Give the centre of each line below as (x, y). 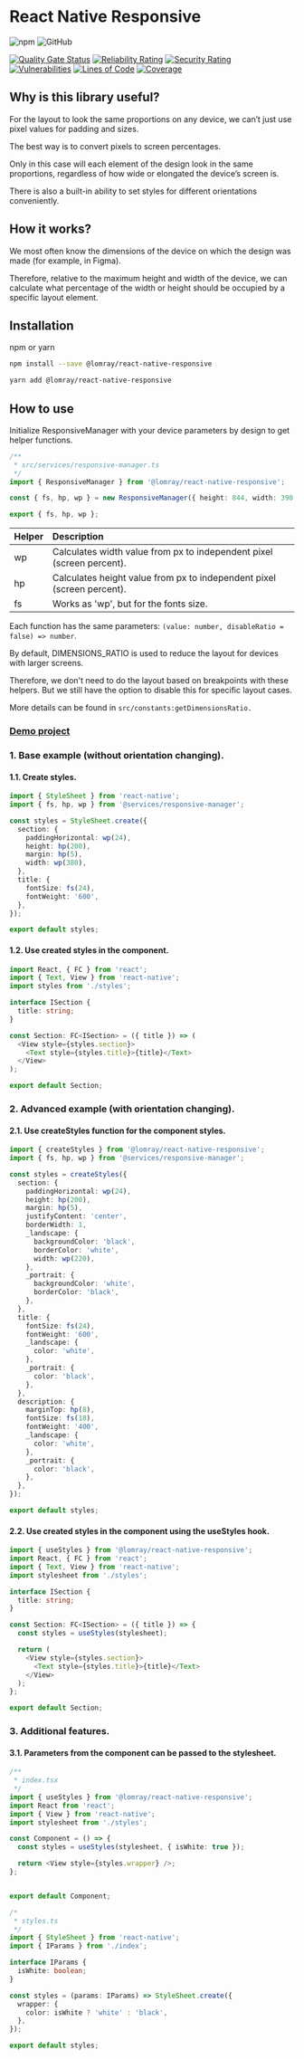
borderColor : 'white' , (76, 1250)
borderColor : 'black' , (76, 1292)
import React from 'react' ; (62, 1806)
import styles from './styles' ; (70, 987)
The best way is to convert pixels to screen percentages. (115, 146)
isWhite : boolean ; (52, 1971)
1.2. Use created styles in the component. (89, 950)
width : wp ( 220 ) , (64, 1258)
